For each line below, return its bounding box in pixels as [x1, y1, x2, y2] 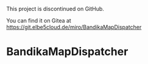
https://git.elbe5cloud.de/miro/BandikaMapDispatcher [6, 24, 142, 30]
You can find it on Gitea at [6, 17, 71, 24]
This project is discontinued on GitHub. [6, 5, 105, 12]
